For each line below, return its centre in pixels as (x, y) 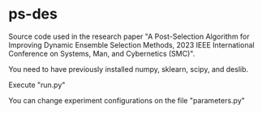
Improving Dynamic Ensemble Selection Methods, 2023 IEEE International (131, 44)
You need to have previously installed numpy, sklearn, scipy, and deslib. (129, 69)
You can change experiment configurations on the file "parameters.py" (127, 100)
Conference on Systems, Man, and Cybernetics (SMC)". (102, 53)
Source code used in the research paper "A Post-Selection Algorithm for (129, 36)
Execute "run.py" (37, 85)
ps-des (33, 14)
